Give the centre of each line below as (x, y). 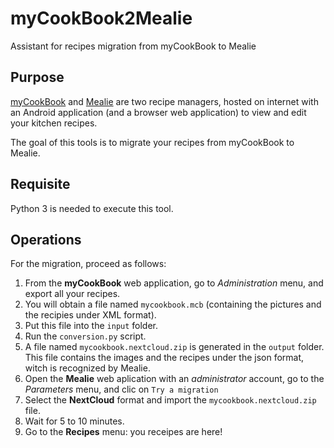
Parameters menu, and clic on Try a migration (121, 389)
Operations (46, 239)
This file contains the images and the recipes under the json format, (164, 358)
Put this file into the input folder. (91, 326)
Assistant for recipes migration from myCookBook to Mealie (133, 46)
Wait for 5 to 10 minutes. (74, 421)
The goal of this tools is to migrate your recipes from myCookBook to (152, 142)
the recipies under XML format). (90, 315)
